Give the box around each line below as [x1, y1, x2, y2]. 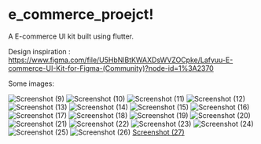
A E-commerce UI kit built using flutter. [8, 31, 134, 41]
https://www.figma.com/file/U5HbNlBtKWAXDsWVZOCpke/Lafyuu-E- [8, 55, 233, 65]
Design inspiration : [8, 46, 71, 56]
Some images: [8, 79, 55, 88]
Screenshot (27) [132, 127, 185, 137]
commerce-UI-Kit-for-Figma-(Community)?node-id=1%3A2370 [8, 63, 214, 72]
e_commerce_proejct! [8, 6, 154, 24]
